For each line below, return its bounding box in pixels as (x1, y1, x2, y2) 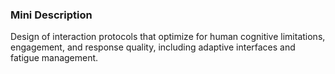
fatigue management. (10, 52, 99, 64)
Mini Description (10, 8, 93, 22)
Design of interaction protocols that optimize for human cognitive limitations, (10, 31, 326, 43)
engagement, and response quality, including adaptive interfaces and (10, 41, 296, 53)
